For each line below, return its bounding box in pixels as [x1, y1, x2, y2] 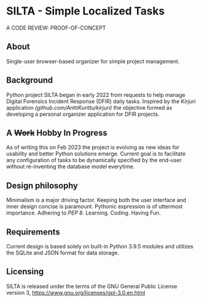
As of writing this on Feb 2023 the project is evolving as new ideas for [6, 143, 180, 151]
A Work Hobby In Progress [6, 128, 108, 138]
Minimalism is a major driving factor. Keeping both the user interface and [6, 197, 186, 204]
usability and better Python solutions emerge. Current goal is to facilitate [6, 150, 186, 157]
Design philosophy [6, 180, 78, 190]
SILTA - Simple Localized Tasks [6, 4, 165, 18]
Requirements [6, 227, 60, 237]
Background [6, 75, 53, 86]
